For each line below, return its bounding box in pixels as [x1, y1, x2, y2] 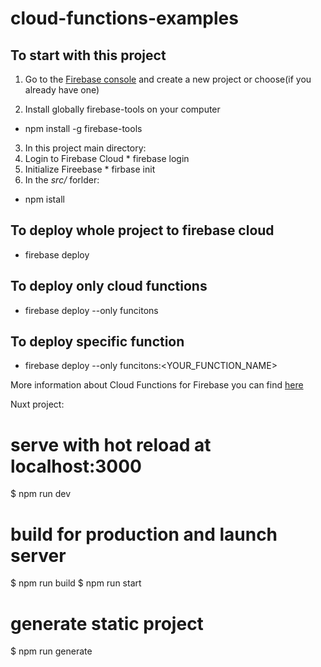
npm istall [24, 193, 65, 205]
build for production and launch [10, 523, 278, 546]
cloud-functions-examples [10, 7, 239, 30]
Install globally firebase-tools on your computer [24, 103, 221, 115]
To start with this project [10, 47, 167, 64]
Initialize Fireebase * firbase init [24, 163, 156, 175]
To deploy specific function [10, 333, 185, 351]
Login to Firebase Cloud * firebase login [24, 153, 190, 164]
